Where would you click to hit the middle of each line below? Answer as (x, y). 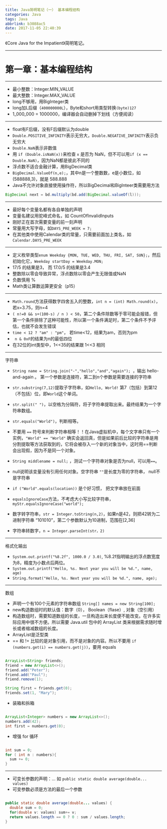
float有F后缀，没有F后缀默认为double (51, 129)
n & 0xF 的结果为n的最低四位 (43, 339)
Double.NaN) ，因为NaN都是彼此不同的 (51, 160)
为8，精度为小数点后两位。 (40, 563)
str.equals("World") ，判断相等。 (46, 421)
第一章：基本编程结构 (49, 70)
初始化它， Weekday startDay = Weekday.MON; (58, 261)
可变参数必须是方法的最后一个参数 (47, 789)
